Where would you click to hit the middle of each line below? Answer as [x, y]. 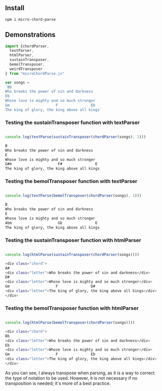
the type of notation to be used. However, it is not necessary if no [71, 378]
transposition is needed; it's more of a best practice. [58, 383]
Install [15, 8]
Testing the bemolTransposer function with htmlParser [72, 308]
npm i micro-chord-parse [30, 19]
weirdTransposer [26, 69]
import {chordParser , [27, 46]
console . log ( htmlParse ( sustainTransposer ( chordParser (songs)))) [72, 255]
